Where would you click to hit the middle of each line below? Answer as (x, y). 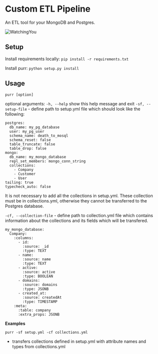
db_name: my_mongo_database (38, 157)
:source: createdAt (42, 297)
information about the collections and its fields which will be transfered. (77, 220)
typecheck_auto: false (28, 186)
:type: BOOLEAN (38, 276)
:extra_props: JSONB (39, 314)
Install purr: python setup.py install (42, 68)
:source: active (39, 272)
